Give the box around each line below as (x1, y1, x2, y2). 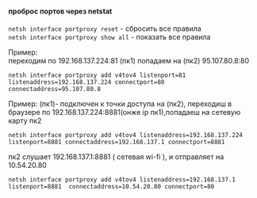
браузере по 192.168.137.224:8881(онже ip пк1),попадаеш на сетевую (8, 108, 241, 117)
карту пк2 (8, 116, 42, 126)
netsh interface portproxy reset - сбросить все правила (8, 24, 202, 33)
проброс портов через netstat (8, 6, 113, 16)
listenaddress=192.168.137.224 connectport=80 (8, 78, 165, 86)
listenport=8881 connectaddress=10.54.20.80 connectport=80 (8, 183, 215, 191)
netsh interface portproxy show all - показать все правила (8, 32, 211, 42)
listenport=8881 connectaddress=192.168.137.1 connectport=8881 (8, 139, 225, 147)
